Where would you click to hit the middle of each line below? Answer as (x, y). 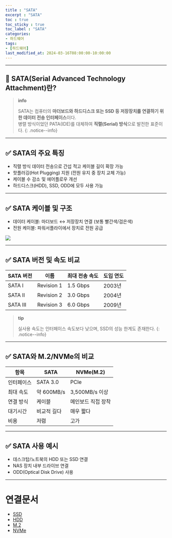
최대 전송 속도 (83, 276)
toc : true (17, 20)
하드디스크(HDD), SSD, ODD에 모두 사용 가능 (58, 186)
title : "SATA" (21, 10)
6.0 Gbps (79, 304)
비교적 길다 (49, 411)
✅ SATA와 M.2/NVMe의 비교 (50, 357)
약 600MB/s (51, 392)
